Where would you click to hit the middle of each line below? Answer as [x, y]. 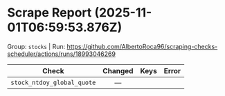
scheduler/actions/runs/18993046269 [62, 54]
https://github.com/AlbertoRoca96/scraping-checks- [142, 46]
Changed [118, 70]
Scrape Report [49, 13]
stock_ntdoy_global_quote [53, 82]
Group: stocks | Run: [36, 46]
